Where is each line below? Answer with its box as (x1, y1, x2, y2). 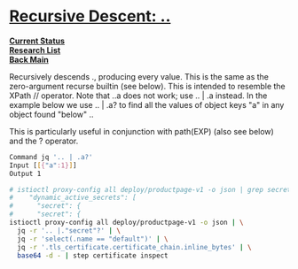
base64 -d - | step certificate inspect (17, 250, 169, 260)
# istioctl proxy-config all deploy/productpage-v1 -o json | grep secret (9, 185, 292, 194)
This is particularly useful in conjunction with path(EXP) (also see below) (9, 126, 275, 136)
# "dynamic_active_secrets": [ (9, 193, 137, 203)
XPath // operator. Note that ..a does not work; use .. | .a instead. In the (9, 90, 268, 101)
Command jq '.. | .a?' (9, 152, 93, 161)
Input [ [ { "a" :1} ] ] (9, 161, 77, 170)
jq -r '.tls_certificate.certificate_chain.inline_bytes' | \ (17, 242, 252, 251)
